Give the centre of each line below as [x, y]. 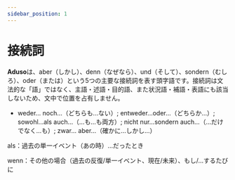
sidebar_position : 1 [38, 14]
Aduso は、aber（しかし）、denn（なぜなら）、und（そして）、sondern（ [111, 72]
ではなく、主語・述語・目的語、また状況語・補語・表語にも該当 [136, 89]
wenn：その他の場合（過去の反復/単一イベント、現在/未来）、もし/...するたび [118, 160]
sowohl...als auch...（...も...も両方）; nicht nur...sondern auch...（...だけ [120, 122]
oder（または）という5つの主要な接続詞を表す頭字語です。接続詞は [120, 80]
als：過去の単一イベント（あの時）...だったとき [75, 146]
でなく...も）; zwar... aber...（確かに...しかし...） [87, 130]
